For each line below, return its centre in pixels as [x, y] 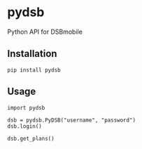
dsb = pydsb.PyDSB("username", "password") [72, 120]
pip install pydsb [34, 70]
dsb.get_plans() [31, 138]
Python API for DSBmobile [45, 32]
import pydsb [26, 108]
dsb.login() [24, 126]
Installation [32, 54]
